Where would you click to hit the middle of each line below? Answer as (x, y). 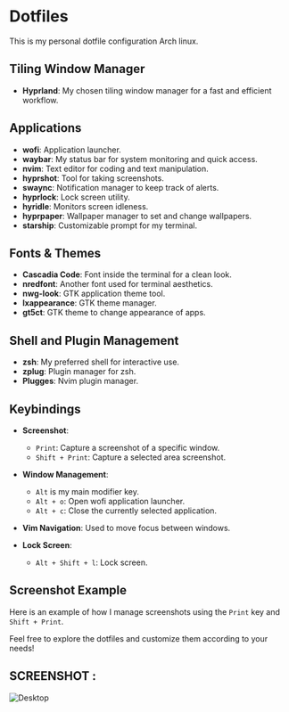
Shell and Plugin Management (94, 340)
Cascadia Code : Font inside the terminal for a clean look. (127, 274)
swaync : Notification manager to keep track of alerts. (120, 187)
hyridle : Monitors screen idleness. (85, 206)
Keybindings (45, 409)
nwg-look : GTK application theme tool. (94, 294)
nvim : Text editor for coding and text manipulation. (116, 168)
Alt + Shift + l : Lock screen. (91, 562)
